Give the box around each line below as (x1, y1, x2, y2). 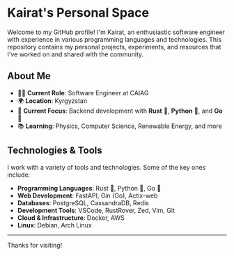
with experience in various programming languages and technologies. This (7, 35, 221, 43)
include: (7, 170, 31, 179)
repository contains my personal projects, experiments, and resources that (7, 42, 221, 51)
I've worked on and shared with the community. (7, 50, 144, 58)
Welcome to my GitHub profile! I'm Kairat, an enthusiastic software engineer (7, 28, 225, 36)
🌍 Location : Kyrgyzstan (17, 96, 88, 105)
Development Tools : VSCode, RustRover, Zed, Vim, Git (17, 206, 175, 214)
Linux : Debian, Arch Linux (17, 221, 92, 229)
